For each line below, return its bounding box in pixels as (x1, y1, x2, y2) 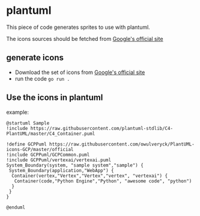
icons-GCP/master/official (6, 146, 74, 152)
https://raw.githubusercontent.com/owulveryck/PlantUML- (49, 141, 195, 147)
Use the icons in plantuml (6, 93, 103, 103)
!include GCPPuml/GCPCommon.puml (6, 152, 90, 158)
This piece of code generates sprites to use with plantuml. (6, 23, 150, 31)
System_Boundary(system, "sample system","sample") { (6, 162, 144, 168)
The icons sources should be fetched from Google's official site (6, 35, 163, 42)
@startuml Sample (6, 120, 50, 126)
